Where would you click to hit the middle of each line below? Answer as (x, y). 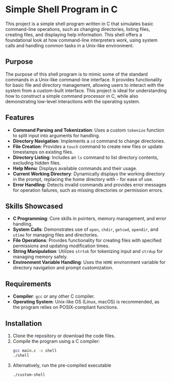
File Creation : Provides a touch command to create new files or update (88, 146)
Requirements (28, 284)
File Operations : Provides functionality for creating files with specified (87, 241)
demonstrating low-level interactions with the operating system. (73, 101)
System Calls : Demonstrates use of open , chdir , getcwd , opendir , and (85, 229)
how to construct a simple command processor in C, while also (72, 96)
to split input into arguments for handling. (56, 135)
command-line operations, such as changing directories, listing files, (78, 29)
